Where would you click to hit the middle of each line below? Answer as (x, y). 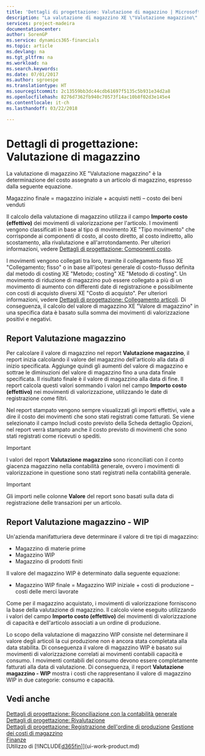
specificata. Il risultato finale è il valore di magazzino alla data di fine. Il (95, 379)
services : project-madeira (41, 23)
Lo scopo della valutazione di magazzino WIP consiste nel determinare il (97, 635)
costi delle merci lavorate (47, 591)
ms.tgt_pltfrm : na (30, 57)
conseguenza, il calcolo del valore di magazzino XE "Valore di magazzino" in (103, 306)
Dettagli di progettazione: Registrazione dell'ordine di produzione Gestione (100, 727)
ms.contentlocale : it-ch (38, 102)
